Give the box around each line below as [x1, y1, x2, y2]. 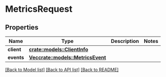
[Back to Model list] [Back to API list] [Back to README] [5, 67, 119, 73]
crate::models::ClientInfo [29, 46, 88, 53]
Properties [5, 23, 39, 32]
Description [111, 38, 139, 44]
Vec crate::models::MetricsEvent [29, 54, 107, 61]
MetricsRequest [5, 3, 73, 15]
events [7, 54, 24, 61]
